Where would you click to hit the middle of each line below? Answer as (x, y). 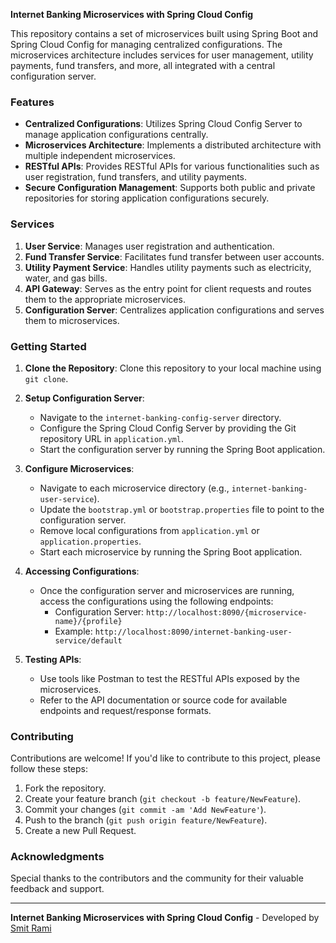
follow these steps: (49, 769)
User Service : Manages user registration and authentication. (149, 246)
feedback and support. (57, 889)
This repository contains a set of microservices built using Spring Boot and (164, 33)
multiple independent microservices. (100, 156)
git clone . (46, 378)
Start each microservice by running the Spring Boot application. (171, 551)
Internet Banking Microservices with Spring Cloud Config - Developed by (165, 918)
